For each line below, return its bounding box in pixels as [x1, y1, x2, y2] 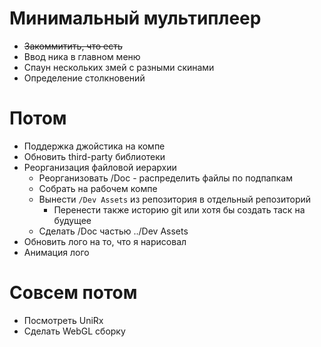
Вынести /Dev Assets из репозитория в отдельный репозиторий [38, 193, 312, 205]
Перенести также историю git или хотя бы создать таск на [53, 203, 306, 216]
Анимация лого [23, 246, 90, 258]
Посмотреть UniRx [23, 314, 104, 326]
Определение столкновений [23, 72, 146, 84]
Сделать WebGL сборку [23, 325, 126, 337]
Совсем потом [9, 282, 138, 304]
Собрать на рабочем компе [38, 182, 158, 194]
